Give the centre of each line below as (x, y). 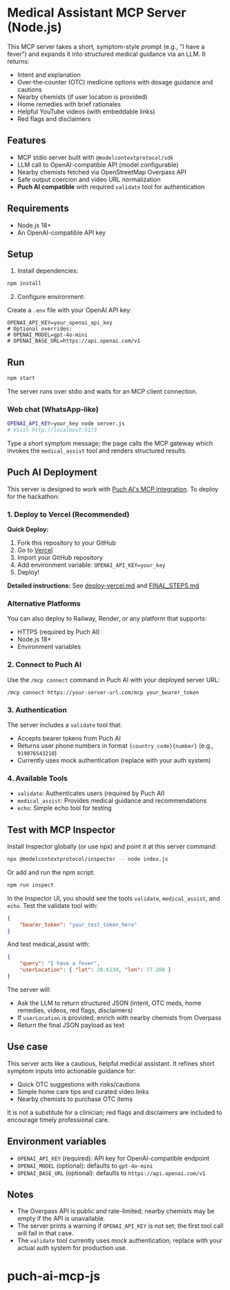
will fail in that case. (45, 1233)
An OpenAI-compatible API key (61, 233)
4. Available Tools (37, 778)
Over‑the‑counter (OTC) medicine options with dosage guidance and (115, 82)
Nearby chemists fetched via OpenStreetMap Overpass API (102, 172)
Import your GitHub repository (60, 558)
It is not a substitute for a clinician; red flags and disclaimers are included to (115, 1112)
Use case (28, 1047)
